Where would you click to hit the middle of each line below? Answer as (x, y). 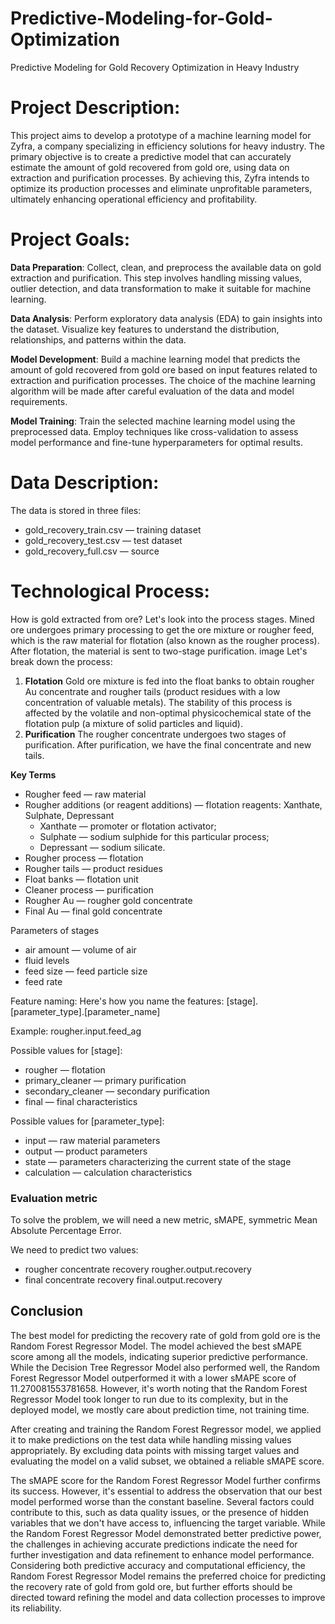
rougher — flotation (65, 1069)
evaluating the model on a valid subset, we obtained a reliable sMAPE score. (167, 1461)
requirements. (39, 401)
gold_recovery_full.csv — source (92, 551)
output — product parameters (86, 1151)
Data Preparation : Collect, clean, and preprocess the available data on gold (166, 267)
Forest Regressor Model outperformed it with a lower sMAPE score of (153, 1378)
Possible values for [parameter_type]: (87, 1121)
